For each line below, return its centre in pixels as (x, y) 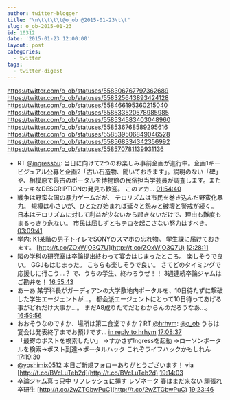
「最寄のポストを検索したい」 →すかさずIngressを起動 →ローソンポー (116, 340)
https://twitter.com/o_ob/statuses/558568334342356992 (89, 141)
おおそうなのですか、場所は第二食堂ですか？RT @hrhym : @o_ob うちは (118, 323)
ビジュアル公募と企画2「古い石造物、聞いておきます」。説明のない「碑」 (119, 172)
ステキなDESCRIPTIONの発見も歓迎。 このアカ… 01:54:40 (99, 189)
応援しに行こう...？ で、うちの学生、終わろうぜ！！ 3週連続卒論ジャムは (119, 273)
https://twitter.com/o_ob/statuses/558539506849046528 (89, 134)
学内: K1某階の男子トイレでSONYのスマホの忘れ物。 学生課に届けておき (118, 239)
